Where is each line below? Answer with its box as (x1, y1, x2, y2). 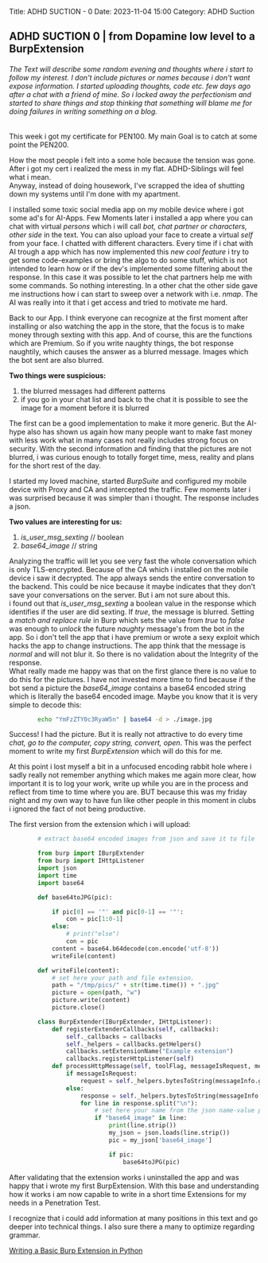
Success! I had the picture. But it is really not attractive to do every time (9, 730, 243, 739)
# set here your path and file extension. (51, 974, 195, 982)
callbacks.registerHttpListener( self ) (65, 1054, 195, 1063)
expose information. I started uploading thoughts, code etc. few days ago (9, 81, 251, 91)
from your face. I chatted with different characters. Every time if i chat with (9, 238, 254, 248)
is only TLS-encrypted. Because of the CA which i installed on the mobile (9, 564, 249, 574)
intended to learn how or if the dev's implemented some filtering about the (9, 263, 253, 273)
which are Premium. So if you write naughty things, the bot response (9, 338, 234, 348)
